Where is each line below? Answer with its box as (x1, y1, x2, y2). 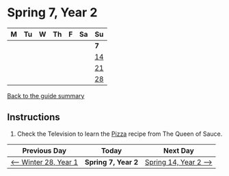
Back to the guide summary (7, 91, 85, 100)
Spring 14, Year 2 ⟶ (144, 157, 213, 166)
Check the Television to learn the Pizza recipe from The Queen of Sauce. (16, 130, 223, 138)
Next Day (163, 145, 195, 155)
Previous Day (22, 145, 67, 155)
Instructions (7, 111, 60, 123)
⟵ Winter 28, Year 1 (10, 157, 79, 166)
